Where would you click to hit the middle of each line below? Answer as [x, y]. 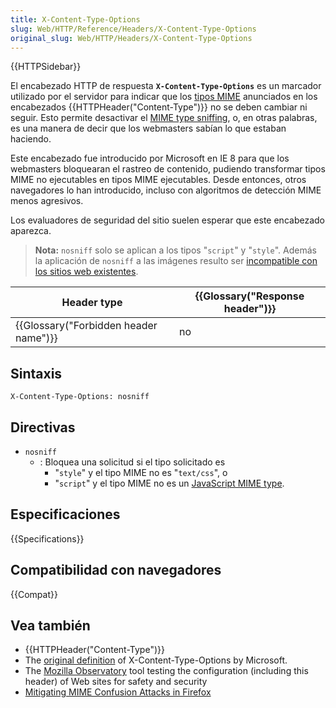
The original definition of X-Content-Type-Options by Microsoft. [156, 660]
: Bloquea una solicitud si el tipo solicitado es [132, 462]
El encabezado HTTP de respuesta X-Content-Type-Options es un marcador [166, 86]
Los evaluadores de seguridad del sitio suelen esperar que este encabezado [167, 220]
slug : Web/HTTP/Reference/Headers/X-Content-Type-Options [133, 29]
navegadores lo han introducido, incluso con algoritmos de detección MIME [166, 190]
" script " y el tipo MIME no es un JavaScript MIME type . [169, 483]
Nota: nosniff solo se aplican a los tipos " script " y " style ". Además [175, 250]
